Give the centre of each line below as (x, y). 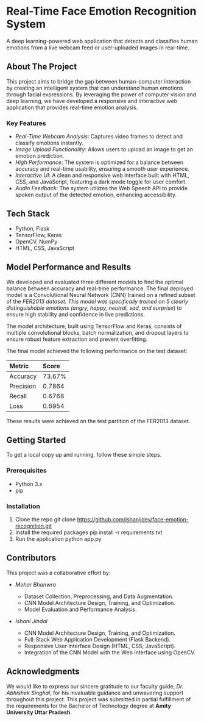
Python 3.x (29, 484)
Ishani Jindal (31, 621)
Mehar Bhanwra (35, 584)
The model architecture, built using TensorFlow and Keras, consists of (94, 326)
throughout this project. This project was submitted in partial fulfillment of (99, 699)
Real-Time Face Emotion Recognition (101, 11)
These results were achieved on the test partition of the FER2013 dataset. (98, 421)
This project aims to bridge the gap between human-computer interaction (99, 81)
